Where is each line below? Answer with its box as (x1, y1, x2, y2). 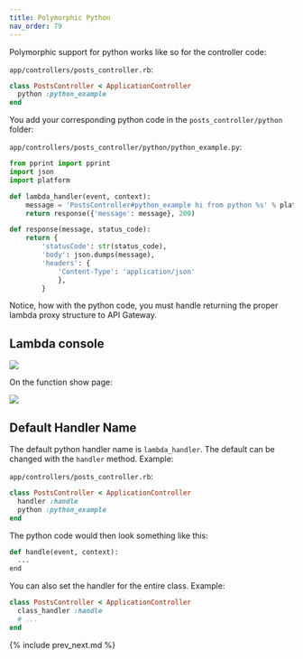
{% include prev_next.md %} (9, 639, 115, 650)
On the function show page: (9, 376, 113, 388)
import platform (9, 175, 70, 185)
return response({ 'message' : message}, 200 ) (25, 209, 196, 218)
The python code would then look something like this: (9, 530, 209, 541)
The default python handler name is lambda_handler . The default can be (9, 444, 275, 454)
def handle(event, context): (9, 547, 119, 556)
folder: (9, 124, 34, 135)
